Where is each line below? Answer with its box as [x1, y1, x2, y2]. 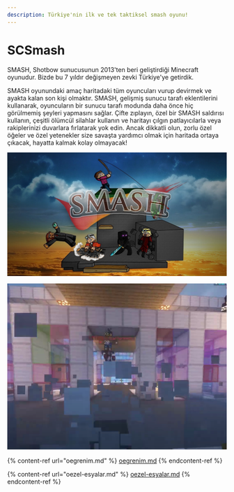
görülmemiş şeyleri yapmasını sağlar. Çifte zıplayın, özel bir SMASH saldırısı [7, 108, 224, 117]
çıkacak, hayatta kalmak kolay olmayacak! [7, 138, 127, 147]
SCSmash [7, 42, 65, 58]
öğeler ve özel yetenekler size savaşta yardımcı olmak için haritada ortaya [7, 131, 219, 139]
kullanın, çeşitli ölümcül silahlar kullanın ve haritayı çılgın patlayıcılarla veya [7, 116, 221, 124]
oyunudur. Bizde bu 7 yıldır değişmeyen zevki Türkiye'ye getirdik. [7, 73, 194, 81]
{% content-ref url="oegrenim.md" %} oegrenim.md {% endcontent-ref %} [7, 456, 223, 465]
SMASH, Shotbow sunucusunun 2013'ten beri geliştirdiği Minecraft [7, 65, 198, 73]
